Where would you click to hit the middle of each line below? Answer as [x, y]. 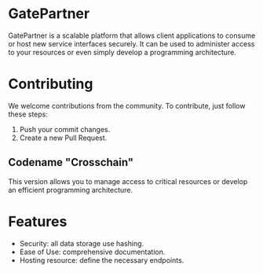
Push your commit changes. [65, 129]
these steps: [28, 114]
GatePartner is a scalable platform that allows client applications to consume [132, 35]
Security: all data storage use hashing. [82, 243]
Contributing [51, 84]
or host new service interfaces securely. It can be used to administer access [131, 43]
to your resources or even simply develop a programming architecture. [122, 52]
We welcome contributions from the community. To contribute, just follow [127, 105]
